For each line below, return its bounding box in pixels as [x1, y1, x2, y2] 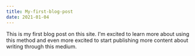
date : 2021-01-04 [6, 14, 49, 20]
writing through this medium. [6, 42, 77, 50]
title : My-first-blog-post [6, 8, 73, 15]
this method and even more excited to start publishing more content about [6, 37, 189, 44]
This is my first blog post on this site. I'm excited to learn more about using [6, 30, 190, 37]
